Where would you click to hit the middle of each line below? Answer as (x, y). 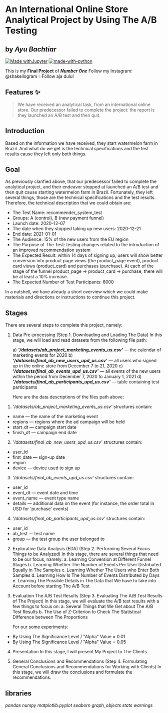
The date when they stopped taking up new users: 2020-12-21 (76, 229)
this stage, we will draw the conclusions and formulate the (72, 672)
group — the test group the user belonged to (58, 539)
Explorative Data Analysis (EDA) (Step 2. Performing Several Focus (81, 549)
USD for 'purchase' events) (40, 509)
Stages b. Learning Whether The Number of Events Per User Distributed (87, 565)
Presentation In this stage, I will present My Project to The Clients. (80, 652)
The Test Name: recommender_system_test (57, 213)
